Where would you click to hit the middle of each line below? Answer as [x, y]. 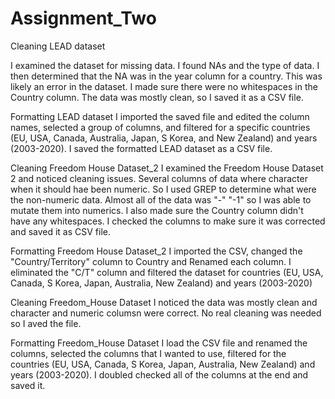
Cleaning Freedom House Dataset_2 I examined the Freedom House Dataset [167, 168]
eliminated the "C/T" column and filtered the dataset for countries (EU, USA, [167, 272]
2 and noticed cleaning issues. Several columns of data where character [159, 178]
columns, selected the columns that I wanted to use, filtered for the [148, 353]
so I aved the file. [46, 323]
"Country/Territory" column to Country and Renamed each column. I [151, 261]
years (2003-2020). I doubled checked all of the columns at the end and [159, 374]
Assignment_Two [83, 18]
